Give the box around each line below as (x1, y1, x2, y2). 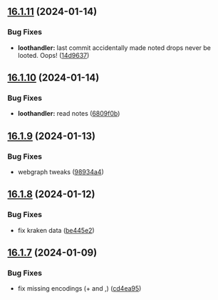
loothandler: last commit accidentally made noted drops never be (17, 43, 212, 52)
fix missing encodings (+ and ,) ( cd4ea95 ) (17, 284, 142, 293)
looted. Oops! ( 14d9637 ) (17, 51, 90, 59)
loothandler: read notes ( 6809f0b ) (17, 109, 120, 118)
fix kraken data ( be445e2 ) (17, 226, 95, 234)
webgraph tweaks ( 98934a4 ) (17, 168, 105, 176)
